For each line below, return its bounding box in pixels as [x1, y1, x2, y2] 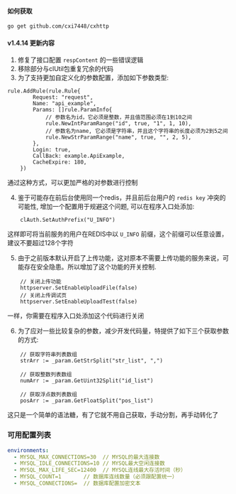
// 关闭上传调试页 [20, 292, 67, 299]
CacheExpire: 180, [33, 159, 87, 166]
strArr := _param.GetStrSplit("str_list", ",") [20, 358, 163, 365]
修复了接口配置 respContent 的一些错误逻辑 [17, 55, 144, 64]
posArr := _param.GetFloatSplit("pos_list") [20, 397, 154, 404]
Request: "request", [33, 94, 94, 101]
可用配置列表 [7, 430, 52, 440]
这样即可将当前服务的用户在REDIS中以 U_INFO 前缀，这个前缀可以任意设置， [7, 230, 228, 238]
